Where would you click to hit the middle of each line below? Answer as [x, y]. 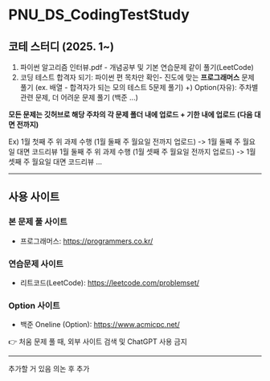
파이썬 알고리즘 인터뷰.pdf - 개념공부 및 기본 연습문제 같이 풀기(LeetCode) [137, 67]
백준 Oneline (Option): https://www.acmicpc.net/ [100, 325]
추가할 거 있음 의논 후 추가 [49, 369]
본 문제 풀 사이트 [38, 222]
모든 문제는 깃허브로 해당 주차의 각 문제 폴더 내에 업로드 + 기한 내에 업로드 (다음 [131, 115]
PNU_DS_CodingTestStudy [99, 15]
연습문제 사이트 [36, 264]
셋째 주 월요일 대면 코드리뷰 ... [55, 162]
